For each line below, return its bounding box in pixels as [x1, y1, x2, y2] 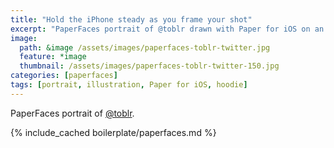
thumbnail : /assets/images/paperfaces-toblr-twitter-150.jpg [19, 61, 280, 71]
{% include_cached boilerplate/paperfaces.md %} [10, 126, 217, 138]
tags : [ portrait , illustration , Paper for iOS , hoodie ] [10, 80, 248, 90]
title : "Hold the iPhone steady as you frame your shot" [10, 14, 253, 25]
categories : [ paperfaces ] [10, 71, 118, 81]
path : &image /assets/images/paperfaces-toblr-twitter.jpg [19, 42, 271, 53]
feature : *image [19, 52, 87, 62]
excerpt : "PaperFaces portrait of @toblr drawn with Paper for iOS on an [10, 24, 325, 34]
